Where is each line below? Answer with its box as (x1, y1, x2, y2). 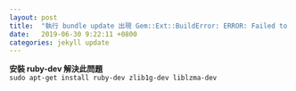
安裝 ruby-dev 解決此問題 (9, 63, 103, 74)
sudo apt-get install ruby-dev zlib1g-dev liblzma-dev (9, 73, 218, 83)
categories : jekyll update (9, 37, 110, 47)
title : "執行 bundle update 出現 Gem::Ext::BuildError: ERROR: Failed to (9, 21, 288, 30)
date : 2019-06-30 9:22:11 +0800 (9, 29, 138, 38)
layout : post (9, 12, 58, 22)
